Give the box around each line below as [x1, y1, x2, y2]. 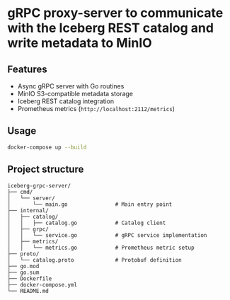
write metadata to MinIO [7, 35, 152, 51]
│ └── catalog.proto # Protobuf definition [7, 256, 182, 263]
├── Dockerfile [7, 275, 52, 282]
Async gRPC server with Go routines [17, 82, 125, 90]
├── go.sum [7, 269, 40, 276]
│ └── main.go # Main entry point [7, 200, 173, 208]
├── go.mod [7, 262, 40, 270]
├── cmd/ [7, 188, 33, 195]
